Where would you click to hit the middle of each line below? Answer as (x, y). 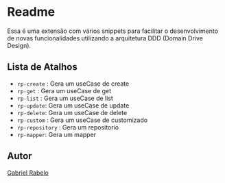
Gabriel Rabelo (28, 173)
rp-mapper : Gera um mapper (57, 134)
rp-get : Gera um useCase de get (64, 90)
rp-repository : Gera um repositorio (68, 127)
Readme (31, 12)
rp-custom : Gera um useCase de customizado (82, 120)
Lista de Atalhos (42, 67)
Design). (19, 45)
